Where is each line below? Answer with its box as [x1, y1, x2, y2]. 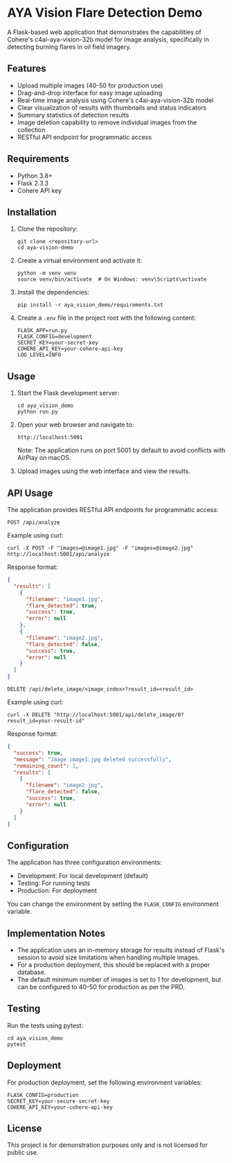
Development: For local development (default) [17, 872, 149, 880]
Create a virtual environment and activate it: [17, 256, 143, 265]
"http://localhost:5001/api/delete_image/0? [53, 711, 185, 718]
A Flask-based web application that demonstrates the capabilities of [7, 28, 202, 36]
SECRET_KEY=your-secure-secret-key [7, 1098, 110, 1105]
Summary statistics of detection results [17, 110, 130, 119]
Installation [7, 206, 57, 218]
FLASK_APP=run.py [17, 327, 68, 334]
